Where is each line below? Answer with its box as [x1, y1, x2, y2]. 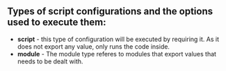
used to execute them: [7, 17, 106, 29]
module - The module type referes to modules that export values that [17, 49, 217, 58]
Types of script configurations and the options [7, 6, 213, 17]
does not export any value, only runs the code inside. [17, 42, 170, 51]
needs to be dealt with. [17, 57, 83, 65]
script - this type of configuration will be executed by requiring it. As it [17, 35, 219, 43]
